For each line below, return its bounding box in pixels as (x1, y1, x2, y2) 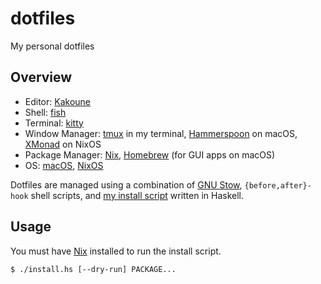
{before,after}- (244, 180, 312, 191)
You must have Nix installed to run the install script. (10, 245, 222, 257)
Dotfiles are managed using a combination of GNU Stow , (10, 178, 243, 191)
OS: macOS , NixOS (24, 159, 104, 171)
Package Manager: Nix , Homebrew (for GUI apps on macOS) (24, 148, 276, 161)
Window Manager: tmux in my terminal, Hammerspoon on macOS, (24, 127, 298, 139)
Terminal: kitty (24, 117, 84, 129)
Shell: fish (24, 106, 67, 118)
